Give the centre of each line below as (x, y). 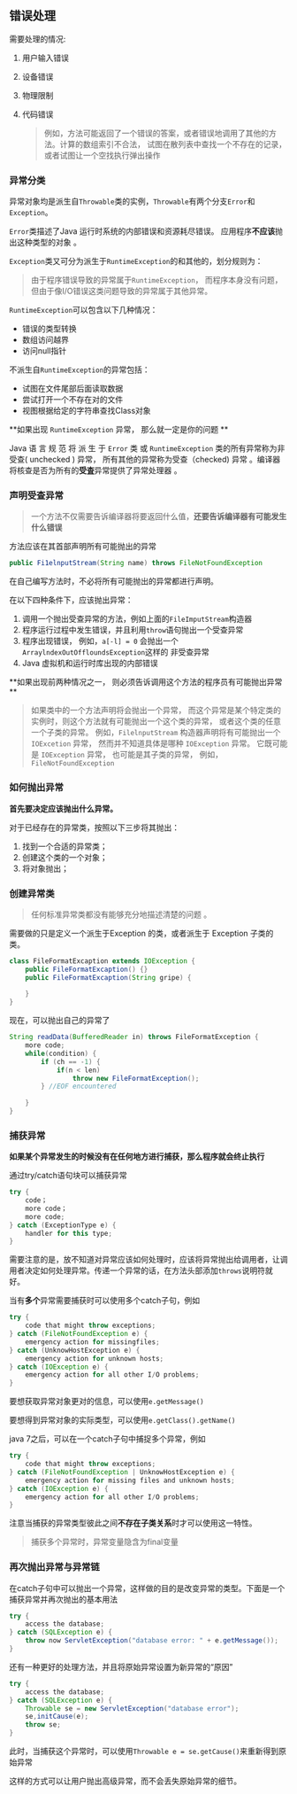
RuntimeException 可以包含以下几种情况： (84, 310)
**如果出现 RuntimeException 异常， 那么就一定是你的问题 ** (119, 430)
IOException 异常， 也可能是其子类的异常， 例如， (132, 755)
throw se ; (43, 1725)
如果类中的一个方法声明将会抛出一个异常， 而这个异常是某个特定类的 (156, 711)
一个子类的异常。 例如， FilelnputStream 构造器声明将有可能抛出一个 (156, 733)
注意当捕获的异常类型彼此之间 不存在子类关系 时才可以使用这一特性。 (133, 1523)
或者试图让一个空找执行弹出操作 (102, 155)
